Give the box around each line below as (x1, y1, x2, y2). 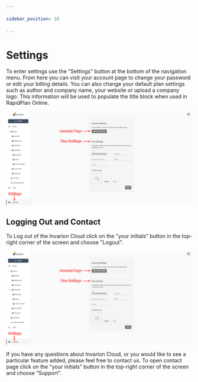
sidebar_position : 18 (6, 15, 60, 22)
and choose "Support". (6, 370, 62, 377)
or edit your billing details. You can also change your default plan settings (6, 81, 185, 88)
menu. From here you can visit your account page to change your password (6, 74, 191, 81)
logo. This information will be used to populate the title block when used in (6, 93, 187, 100)
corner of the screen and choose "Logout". (18, 239, 124, 246)
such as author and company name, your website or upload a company (6, 86, 180, 94)
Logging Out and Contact (6, 217, 101, 227)
